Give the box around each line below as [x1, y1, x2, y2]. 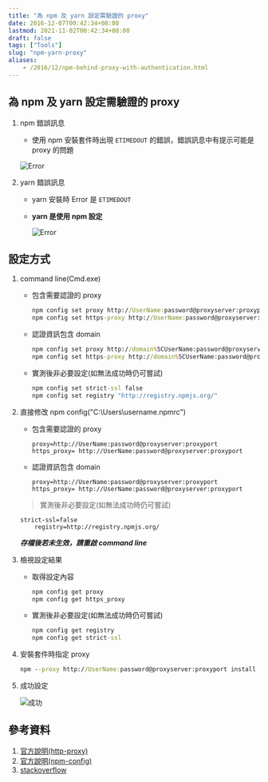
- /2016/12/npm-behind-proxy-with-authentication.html [22, 64, 209, 72]
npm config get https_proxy [31, 595, 125, 603]
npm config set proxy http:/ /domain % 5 [31, 345, 161, 354]
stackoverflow [19, 764, 67, 775]
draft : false [8, 34, 52, 42]
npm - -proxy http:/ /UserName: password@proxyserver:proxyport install [19, 665, 257, 673]
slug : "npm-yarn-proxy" [8, 49, 88, 57]
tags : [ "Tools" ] [8, 42, 62, 50]
